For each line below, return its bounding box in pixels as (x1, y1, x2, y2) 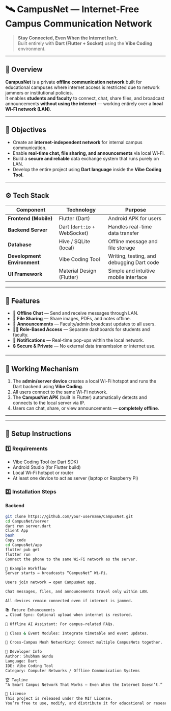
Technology (66, 206, 96, 214)
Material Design (59, 267, 97, 274)
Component (16, 206, 46, 214)
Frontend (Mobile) (8, 215, 53, 222)
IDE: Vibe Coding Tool (5, 663, 53, 669)
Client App (5, 528, 28, 533)
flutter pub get (5, 547, 40, 552)
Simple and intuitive (108, 267, 155, 274)
